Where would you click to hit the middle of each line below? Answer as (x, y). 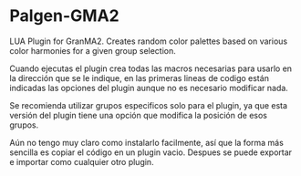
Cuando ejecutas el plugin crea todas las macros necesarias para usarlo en (151, 68)
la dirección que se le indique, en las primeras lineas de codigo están (139, 78)
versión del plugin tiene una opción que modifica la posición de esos (138, 115)
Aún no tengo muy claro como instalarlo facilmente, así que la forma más (147, 142)
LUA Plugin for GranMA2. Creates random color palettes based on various (149, 41)
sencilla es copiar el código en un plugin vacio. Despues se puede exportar (151, 152)
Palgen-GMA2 (65, 16)
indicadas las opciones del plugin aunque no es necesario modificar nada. (149, 88)
